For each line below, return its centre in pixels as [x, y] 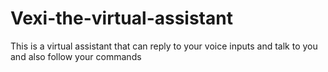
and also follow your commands [76, 56]
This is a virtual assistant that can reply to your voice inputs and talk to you [164, 46]
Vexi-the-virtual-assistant [121, 18]
